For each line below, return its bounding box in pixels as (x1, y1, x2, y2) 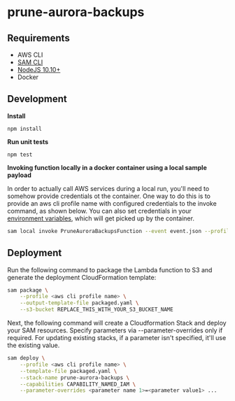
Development (7, 93, 68, 105)
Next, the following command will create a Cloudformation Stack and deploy (7, 319, 227, 327)
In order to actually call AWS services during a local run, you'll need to (7, 184, 210, 192)
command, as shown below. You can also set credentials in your (7, 206, 192, 215)
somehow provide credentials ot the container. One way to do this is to (7, 192, 211, 200)
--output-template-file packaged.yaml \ (20, 300, 139, 307)
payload (7, 171, 31, 179)
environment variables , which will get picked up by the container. (7, 214, 194, 223)
